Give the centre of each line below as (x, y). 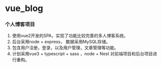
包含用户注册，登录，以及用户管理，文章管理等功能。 (65, 48)
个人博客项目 (20, 25)
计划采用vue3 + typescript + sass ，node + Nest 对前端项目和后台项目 (82, 54)
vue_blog (24, 8)
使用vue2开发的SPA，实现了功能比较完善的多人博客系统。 (70, 36)
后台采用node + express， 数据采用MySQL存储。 (61, 42)
